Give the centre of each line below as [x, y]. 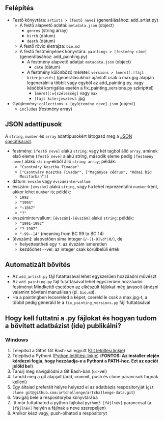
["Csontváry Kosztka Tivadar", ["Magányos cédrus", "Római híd [86, 172]
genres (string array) [47, 30]
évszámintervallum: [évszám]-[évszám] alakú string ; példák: [73, 218]
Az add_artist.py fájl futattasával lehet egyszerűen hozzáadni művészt [84, 276]
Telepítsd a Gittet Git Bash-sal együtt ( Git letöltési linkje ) [69, 351]
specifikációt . [19, 141]
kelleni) [20, 382]
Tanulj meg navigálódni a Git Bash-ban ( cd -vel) [59, 371]
